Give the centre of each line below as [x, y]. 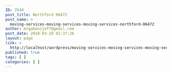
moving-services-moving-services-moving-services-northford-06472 [82, 24]
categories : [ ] [23, 62]
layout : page [19, 39]
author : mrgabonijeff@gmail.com [40, 29]
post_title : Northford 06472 [36, 15]
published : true [23, 52]
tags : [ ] [16, 57]
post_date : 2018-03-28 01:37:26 [40, 33]
